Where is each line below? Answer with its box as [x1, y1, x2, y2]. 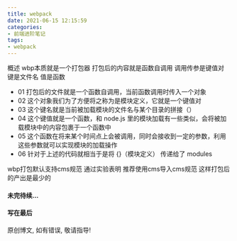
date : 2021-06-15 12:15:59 [7, 17, 87, 24]
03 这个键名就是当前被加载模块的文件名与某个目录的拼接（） [17, 106, 196, 113]
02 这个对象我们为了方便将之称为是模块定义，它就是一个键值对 [17, 96, 202, 105]
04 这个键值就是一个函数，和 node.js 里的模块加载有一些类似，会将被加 [17, 114, 227, 123]
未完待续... [7, 191, 39, 199]
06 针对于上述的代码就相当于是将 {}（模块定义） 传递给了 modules [17, 150, 213, 158]
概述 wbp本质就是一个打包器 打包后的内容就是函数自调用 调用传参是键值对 [7, 64, 225, 72]
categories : [7, 23, 43, 30]
